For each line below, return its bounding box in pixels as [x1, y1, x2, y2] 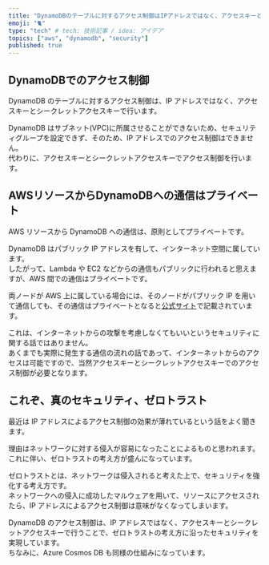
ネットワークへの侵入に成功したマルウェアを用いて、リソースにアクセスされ [8, 490, 260, 500]
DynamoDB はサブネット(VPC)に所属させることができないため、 [8, 123, 222, 132]
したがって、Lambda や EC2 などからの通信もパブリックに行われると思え [8, 264, 250, 273]
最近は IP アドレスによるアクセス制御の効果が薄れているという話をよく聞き [8, 416, 257, 426]
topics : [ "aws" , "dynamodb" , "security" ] [8, 34, 149, 42]
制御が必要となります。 [14, 368, 92, 377]
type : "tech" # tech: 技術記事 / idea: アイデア [8, 26, 164, 34]
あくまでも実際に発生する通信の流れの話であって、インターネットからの [8, 348, 247, 357]
